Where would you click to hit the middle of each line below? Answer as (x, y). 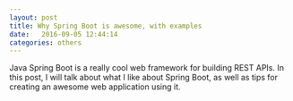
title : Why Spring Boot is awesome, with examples (106, 26)
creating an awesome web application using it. (95, 87)
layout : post (34, 17)
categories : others (46, 42)
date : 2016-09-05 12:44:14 (64, 34)
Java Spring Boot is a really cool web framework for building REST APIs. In (147, 68)
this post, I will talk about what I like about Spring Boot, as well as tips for (143, 78)
